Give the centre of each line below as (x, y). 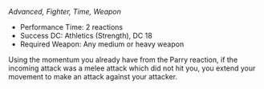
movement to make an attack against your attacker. (93, 77)
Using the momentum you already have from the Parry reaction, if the (123, 60)
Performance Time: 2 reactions (71, 27)
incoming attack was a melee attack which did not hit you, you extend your (132, 68)
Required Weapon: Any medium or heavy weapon (102, 44)
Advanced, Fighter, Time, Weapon (65, 12)
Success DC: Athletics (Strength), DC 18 (86, 36)
